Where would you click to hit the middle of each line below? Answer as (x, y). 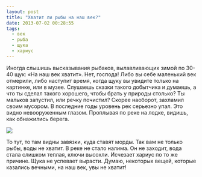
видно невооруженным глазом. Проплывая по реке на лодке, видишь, (97, 112)
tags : (13, 28)
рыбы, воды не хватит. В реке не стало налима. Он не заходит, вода (94, 148)
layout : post (23, 12)
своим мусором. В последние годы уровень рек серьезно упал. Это (95, 106)
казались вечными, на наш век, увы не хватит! (66, 167)
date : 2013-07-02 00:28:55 (40, 23)
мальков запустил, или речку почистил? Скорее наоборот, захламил (95, 100)
